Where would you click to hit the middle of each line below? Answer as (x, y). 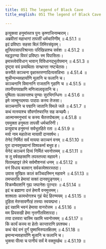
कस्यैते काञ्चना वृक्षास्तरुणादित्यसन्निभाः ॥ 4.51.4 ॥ (46, 72)
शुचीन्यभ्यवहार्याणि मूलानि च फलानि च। (35, 78)
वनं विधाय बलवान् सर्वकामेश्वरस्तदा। (33, 168)
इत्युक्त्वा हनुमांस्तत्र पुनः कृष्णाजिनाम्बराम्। (37, 33)
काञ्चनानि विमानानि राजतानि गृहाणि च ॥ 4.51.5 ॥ (45, 83)
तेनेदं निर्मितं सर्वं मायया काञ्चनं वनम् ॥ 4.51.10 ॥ (44, 140)
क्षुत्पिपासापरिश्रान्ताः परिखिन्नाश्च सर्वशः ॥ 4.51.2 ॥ (45, 50)
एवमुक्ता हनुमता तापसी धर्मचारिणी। (32, 123)
